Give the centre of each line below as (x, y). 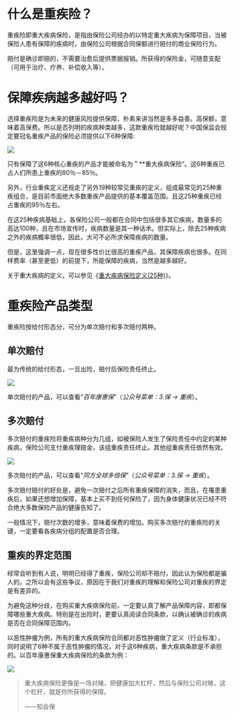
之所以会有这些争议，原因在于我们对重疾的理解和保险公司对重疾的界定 (126, 582)
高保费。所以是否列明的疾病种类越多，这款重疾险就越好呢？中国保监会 (120, 127)
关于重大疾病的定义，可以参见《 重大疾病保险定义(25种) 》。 (91, 275)
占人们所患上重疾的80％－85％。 (55, 172)
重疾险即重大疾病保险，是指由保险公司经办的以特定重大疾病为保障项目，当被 (117, 35)
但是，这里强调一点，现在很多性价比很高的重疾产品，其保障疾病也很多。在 (114, 252)
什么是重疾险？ (50, 14)
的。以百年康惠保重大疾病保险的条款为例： (68, 655)
